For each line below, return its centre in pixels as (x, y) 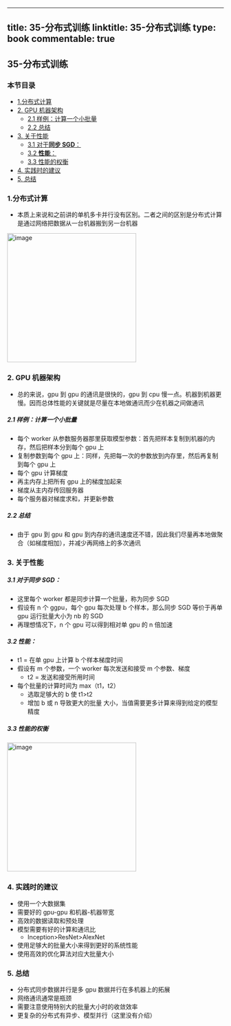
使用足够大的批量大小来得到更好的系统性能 (77, 945)
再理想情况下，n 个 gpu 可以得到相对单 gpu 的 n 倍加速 (95, 624)
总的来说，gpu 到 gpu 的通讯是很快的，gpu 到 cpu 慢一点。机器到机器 (116, 394)
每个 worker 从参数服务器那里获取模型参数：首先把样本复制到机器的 (113, 438)
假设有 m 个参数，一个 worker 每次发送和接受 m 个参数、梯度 (103, 668)
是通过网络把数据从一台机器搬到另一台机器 (77, 223)
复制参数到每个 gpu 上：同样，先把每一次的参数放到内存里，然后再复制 (118, 455)
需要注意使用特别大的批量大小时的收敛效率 (77, 1007)
